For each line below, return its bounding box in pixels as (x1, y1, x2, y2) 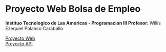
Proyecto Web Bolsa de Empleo (5, 3, 141, 15)
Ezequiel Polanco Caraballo (5, 25, 63, 31)
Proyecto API (5, 40, 33, 46)
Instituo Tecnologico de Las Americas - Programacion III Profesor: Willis (5, 20, 161, 26)
